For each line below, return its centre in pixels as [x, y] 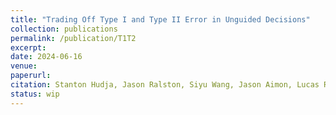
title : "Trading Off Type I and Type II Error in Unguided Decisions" [160, 19]
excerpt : [28, 47]
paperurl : [31, 76]
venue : [24, 66]
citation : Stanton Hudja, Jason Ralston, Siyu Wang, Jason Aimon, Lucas [165, 85]
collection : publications [64, 29]
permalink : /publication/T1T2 [73, 38]
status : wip [35, 94]
